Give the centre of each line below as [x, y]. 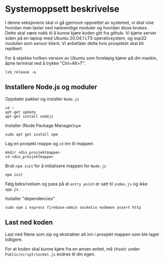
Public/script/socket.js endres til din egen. [50, 254]
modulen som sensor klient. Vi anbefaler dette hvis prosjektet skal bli [74, 43]
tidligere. [14, 239]
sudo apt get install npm [31, 134]
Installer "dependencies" [30, 198]
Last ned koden [29, 223]
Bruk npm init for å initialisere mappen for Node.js [56, 166]
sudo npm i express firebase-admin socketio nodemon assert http [73, 207]
